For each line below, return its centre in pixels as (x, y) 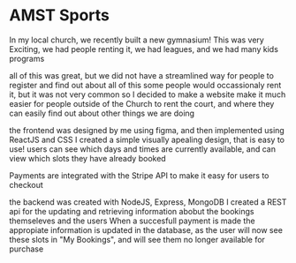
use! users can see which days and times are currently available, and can (143, 149)
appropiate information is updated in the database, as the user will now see (146, 229)
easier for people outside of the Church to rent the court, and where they (142, 103)
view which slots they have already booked (87, 158)
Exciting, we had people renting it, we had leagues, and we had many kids (144, 49)
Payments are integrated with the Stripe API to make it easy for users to (139, 175)
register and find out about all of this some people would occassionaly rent (145, 85)
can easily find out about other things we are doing (102, 113)
